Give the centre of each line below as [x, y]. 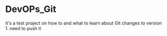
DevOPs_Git [31, 9]
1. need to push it [23, 28]
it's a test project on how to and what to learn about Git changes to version [83, 23]
